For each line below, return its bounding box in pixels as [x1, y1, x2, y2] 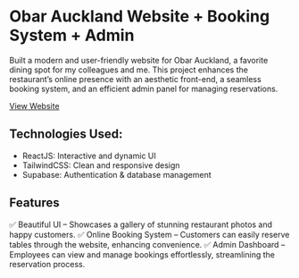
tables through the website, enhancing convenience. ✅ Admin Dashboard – [9, 239, 286, 249]
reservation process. [9, 258, 86, 269]
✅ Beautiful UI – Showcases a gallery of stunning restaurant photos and [9, 219, 273, 230]
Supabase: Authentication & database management [21, 169, 212, 180]
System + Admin [9, 25, 135, 46]
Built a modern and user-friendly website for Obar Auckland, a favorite [9, 55, 269, 65]
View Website [9, 100, 60, 111]
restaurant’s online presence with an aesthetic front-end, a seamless [9, 73, 262, 84]
